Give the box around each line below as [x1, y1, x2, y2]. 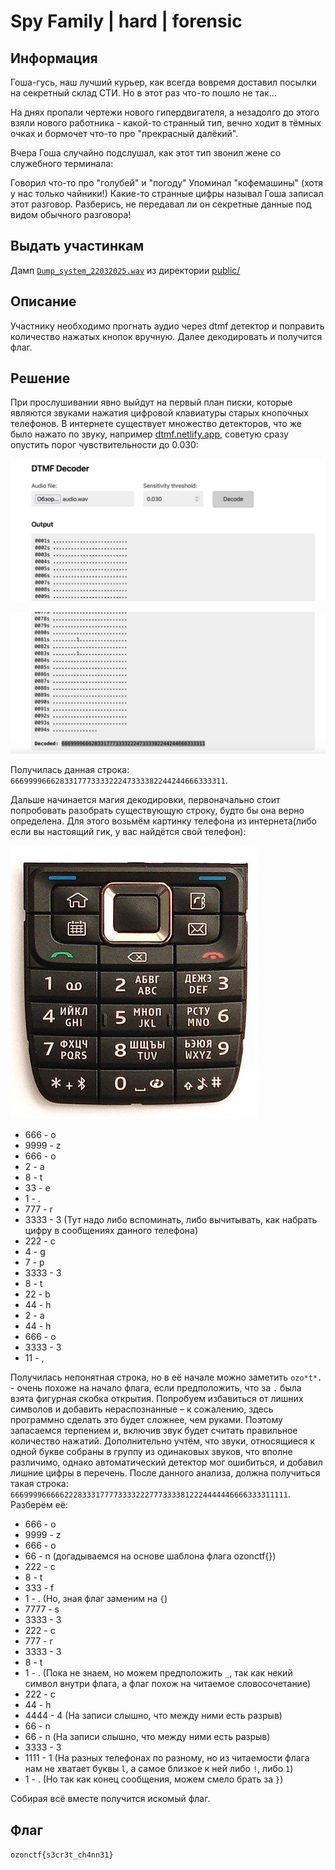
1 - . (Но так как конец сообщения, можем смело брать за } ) [24, 1773, 284, 1785]
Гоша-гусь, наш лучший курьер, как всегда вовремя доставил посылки [10, 76, 317, 88]
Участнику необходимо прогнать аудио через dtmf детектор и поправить [10, 320, 325, 332]
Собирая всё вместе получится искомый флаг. [10, 1793, 211, 1805]
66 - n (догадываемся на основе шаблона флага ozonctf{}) [24, 1550, 277, 1562]
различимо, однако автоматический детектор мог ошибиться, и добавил [10, 1456, 323, 1469]
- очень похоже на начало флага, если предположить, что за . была [10, 1382, 302, 1394]
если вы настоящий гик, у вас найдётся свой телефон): [10, 826, 247, 838]
